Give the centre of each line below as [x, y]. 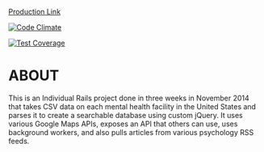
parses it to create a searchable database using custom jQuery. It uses [126, 115]
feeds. [19, 141]
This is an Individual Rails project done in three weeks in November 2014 [129, 98]
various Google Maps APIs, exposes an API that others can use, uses [123, 124]
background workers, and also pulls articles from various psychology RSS [131, 132]
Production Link [35, 12]
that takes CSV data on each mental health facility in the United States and [132, 106]
